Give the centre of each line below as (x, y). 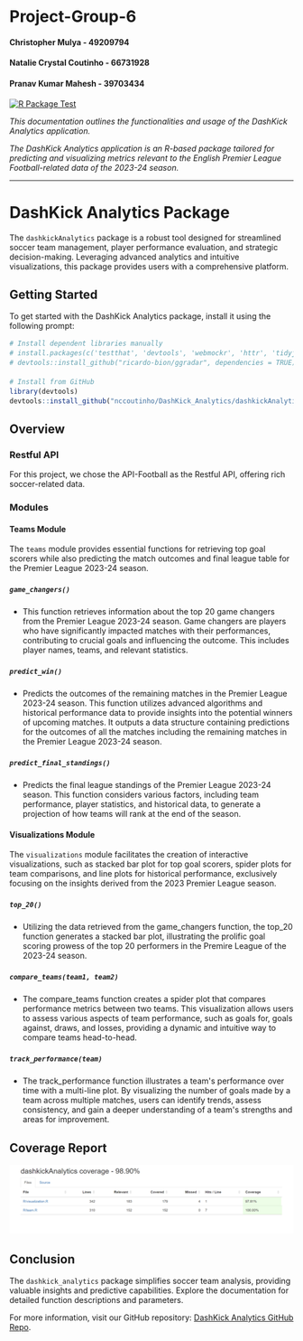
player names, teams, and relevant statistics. (105, 650)
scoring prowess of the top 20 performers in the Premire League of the (154, 946)
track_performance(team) (56, 1059)
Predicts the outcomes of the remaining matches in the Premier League (155, 694)
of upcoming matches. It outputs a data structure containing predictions (156, 722)
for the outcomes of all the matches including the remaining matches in (154, 732)
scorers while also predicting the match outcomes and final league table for (150, 558)
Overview (37, 429)
